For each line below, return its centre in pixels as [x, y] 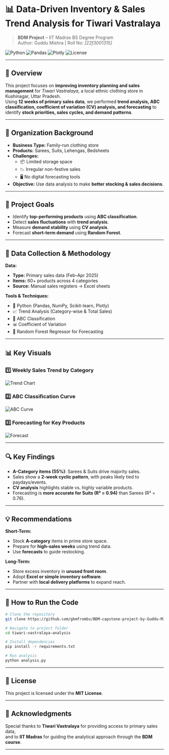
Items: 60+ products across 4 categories [55, 281]
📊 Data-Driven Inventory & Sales [75, 9]
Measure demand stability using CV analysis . [61, 227]
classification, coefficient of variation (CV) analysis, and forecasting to [81, 107]
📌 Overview [24, 73]
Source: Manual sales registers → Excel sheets [61, 286]
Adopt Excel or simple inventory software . [57, 577]
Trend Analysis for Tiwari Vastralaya [83, 23]
